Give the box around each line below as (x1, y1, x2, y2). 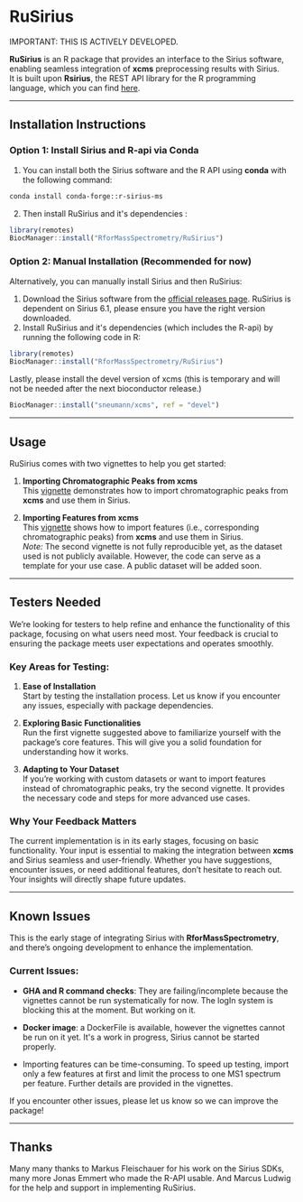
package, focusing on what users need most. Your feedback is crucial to (9, 628, 279, 639)
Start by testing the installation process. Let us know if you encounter (22, 690, 281, 701)
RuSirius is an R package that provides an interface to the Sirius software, (9, 53, 284, 64)
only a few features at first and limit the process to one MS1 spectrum (22, 1068, 281, 1079)
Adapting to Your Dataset (22, 764, 120, 775)
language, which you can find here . (9, 82, 141, 93)
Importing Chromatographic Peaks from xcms (22, 476, 198, 486)
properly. (22, 1040, 57, 1052)
